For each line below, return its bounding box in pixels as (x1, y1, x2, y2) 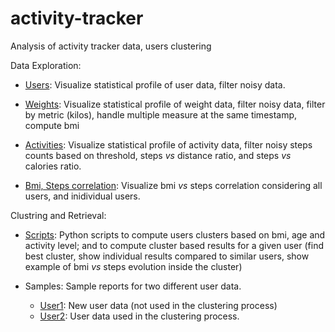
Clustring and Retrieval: (10, 209, 107, 221)
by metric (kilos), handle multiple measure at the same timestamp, (24, 108, 298, 121)
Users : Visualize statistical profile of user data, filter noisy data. (24, 78, 286, 91)
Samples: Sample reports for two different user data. (24, 280, 242, 292)
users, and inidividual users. (24, 190, 141, 202)
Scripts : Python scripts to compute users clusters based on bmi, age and (24, 228, 326, 241)
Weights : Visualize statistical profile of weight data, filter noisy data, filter (24, 98, 326, 110)
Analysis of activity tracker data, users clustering (10, 40, 212, 52)
